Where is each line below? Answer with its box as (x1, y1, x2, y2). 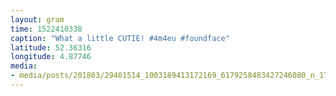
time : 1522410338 (10, 24, 83, 34)
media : (10, 61, 38, 71)
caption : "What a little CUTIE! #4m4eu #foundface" (10, 33, 230, 43)
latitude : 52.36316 (10, 42, 92, 53)
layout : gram (10, 14, 65, 25)
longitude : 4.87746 (10, 52, 92, 62)
